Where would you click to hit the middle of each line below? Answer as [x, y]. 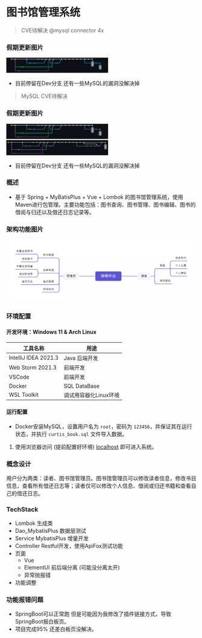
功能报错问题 [25, 600]
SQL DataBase [81, 386]
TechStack [22, 509]
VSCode [19, 377]
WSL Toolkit [24, 395]
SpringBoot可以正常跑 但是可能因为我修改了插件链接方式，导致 [93, 614]
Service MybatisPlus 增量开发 [52, 538]
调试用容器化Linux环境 [91, 395]
